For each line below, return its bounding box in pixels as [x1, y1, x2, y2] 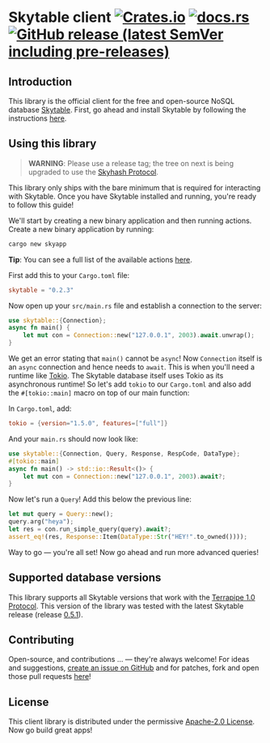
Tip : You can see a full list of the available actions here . [8, 254, 192, 264]
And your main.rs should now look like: [8, 433, 139, 443]
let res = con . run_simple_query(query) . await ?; [8, 525, 172, 534]
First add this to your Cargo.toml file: [8, 270, 130, 280]
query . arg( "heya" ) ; [8, 518, 74, 526]
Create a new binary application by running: [8, 224, 154, 234]
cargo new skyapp [8, 240, 67, 248]
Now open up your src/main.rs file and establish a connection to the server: [8, 301, 263, 310]
